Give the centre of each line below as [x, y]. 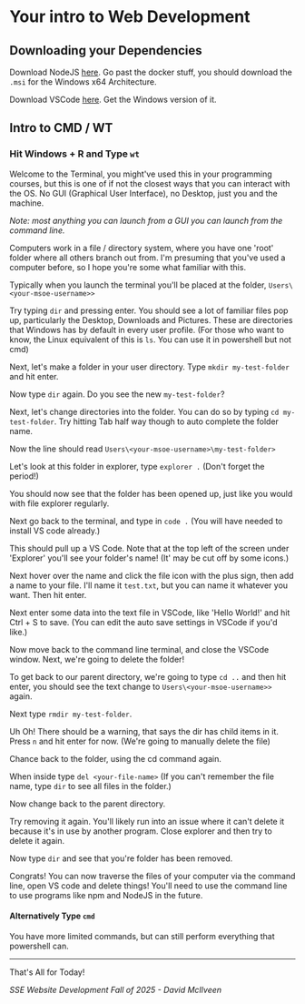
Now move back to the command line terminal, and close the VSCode [139, 649]
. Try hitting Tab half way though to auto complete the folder [167, 421]
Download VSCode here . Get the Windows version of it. [113, 99]
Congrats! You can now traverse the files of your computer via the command [152, 876]
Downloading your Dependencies [106, 51]
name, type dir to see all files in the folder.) [91, 786]
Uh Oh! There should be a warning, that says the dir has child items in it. [144, 731]
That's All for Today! [47, 972]
